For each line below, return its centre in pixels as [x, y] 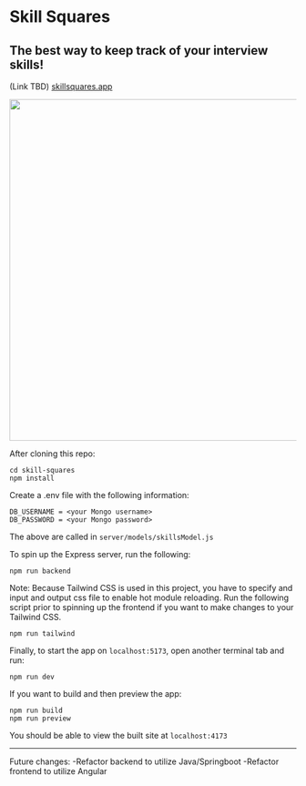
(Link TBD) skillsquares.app [61, 87]
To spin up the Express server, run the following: [100, 554]
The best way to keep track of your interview [139, 51]
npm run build [36, 710]
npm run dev [32, 677]
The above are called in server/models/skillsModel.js [112, 536]
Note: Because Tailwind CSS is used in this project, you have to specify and [151, 588]
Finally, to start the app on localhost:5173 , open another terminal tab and [147, 650]
